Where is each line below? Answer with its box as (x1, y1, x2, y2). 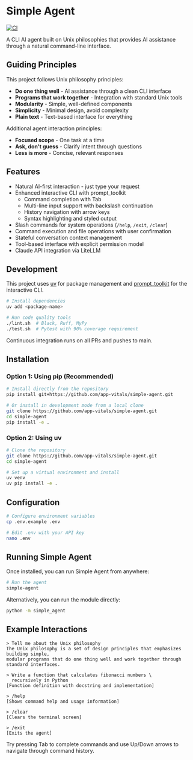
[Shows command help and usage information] (6, 698, 120, 705)
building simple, (6, 651, 50, 657)
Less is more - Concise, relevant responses (14, 149, 123, 156)
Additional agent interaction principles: (6, 125, 102, 132)
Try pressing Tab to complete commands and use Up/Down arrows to (6, 740, 179, 748)
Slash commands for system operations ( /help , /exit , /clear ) (14, 221, 168, 228)
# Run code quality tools (6, 315, 71, 321)
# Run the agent (6, 580, 47, 586)
